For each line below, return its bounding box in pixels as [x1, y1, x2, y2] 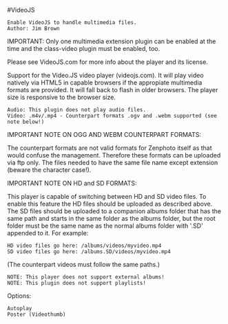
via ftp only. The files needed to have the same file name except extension [7, 158, 218, 166]
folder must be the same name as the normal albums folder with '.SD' [7, 222, 203, 230]
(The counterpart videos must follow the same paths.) [7, 261, 160, 268]
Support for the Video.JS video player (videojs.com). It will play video [7, 72, 205, 79]
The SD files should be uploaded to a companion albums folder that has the [7, 207, 222, 215]
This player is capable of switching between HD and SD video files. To [7, 193, 207, 200]
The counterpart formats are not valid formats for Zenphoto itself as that [7, 144, 212, 152]
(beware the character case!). [7, 166, 92, 174]
